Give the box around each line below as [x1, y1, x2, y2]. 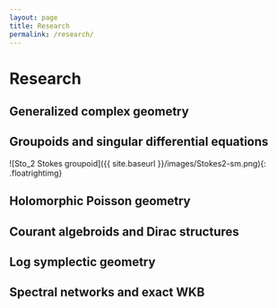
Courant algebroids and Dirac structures [9, 224, 239, 239]
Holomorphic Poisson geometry [9, 193, 191, 209]
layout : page [9, 13, 58, 22]
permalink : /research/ [9, 30, 94, 38]
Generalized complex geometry [9, 104, 190, 119]
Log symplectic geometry [9, 254, 156, 269]
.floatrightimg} [9, 167, 63, 178]
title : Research [9, 21, 70, 30]
